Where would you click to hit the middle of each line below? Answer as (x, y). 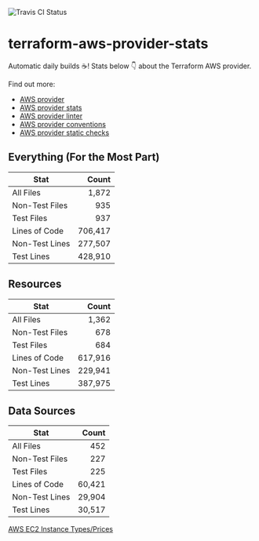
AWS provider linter (51, 116)
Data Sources (42, 410)
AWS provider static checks (64, 133)
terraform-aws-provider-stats (108, 44)
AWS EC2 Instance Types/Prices (61, 529)
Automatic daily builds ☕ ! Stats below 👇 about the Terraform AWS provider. (130, 66)
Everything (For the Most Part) (84, 157)
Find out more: (32, 84)
